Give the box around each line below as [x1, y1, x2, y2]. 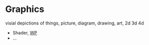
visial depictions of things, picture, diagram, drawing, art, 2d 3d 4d [5, 20, 144, 26]
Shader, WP [12, 29, 37, 35]
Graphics [5, 3, 44, 15]
